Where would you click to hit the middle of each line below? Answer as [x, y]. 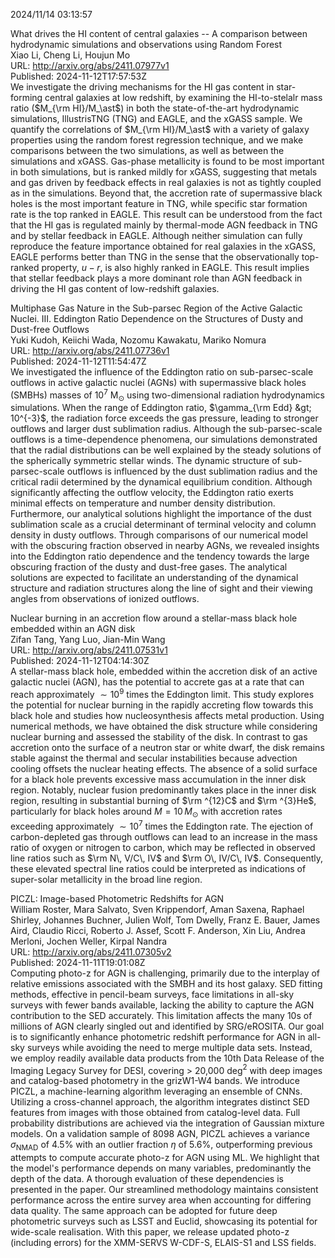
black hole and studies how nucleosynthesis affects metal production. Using [167, 716]
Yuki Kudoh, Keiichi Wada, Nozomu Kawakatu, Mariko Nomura [138, 340]
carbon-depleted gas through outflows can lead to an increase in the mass [164, 836]
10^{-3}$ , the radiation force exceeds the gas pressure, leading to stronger [164, 418]
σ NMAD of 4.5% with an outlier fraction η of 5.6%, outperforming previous [161, 1146]
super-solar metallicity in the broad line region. [106, 879]
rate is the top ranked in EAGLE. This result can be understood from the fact [166, 214]
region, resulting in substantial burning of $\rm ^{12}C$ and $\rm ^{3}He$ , [163, 801]
